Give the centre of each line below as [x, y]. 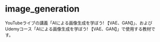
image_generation [42, 9]
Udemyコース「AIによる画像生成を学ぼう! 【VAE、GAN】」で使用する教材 [78, 29]
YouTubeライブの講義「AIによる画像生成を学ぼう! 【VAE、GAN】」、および [79, 23]
